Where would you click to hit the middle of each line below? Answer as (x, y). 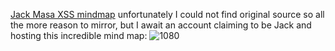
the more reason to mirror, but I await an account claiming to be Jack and (161, 25)
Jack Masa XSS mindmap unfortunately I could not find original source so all (167, 14)
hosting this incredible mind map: (79, 35)
